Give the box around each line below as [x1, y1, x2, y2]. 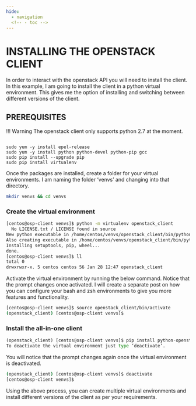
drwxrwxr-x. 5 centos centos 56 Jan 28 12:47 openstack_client [6, 264, 163, 270]
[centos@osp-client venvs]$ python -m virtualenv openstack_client [6, 221, 174, 227]
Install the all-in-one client [6, 324, 83, 332]
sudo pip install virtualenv [6, 159, 77, 166]
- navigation [11, 14, 43, 20]
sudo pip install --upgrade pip [6, 155, 85, 161]
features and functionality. [6, 294, 69, 301]
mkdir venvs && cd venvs [6, 194, 66, 200]
